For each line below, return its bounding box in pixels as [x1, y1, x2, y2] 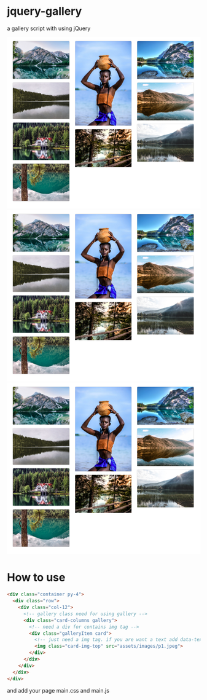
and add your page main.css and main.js [7, 686, 110, 694]
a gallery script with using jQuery [7, 25, 91, 32]
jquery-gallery [7, 4, 82, 18]
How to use [7, 570, 66, 584]
